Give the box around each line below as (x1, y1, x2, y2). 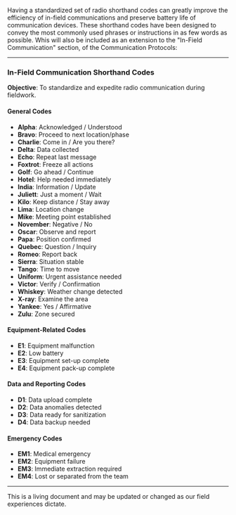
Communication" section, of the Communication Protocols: (7, 44, 178, 51)
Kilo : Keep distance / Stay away (17, 197, 110, 206)
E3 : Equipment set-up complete (17, 356, 110, 364)
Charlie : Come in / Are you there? (17, 137, 115, 146)
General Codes (7, 107, 52, 115)
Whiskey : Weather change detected (17, 287, 123, 295)
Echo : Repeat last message (17, 153, 97, 161)
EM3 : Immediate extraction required (17, 464, 122, 473)
